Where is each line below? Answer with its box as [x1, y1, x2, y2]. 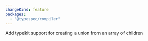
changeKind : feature [5, 7, 50, 12]
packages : [5, 12, 27, 17]
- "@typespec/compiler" [10, 16, 60, 21]
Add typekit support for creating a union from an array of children [5, 30, 143, 36]
